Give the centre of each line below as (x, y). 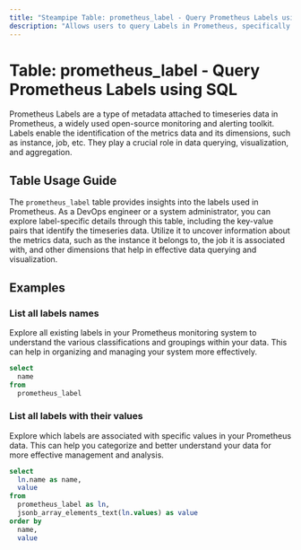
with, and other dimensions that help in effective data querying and (133, 250)
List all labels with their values (76, 416)
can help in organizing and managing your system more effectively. (133, 352)
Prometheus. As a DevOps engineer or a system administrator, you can (140, 212)
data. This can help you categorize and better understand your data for (140, 445)
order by (26, 521)
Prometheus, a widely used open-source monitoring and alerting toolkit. (142, 124)
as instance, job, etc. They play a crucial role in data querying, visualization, (149, 143)
